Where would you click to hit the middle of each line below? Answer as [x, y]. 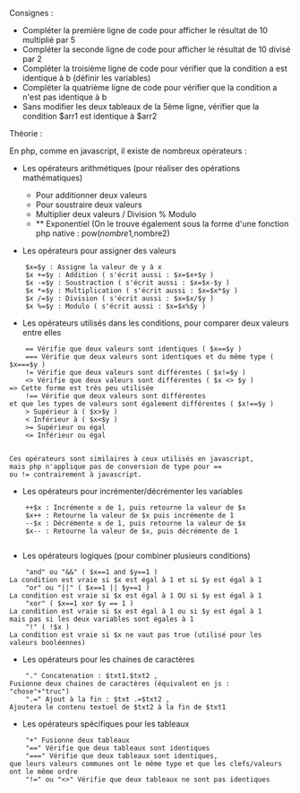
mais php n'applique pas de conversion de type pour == [116, 466]
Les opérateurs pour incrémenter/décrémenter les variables [133, 491]
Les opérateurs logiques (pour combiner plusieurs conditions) [136, 556]
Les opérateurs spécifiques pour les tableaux [106, 724]
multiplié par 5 [49, 40]
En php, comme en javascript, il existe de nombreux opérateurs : [128, 151]
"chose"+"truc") [39, 692]
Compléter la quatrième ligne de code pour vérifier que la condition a [150, 87]
